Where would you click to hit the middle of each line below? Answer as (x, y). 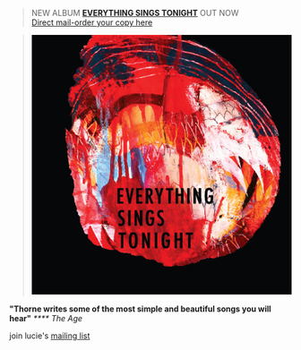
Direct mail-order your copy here (92, 22)
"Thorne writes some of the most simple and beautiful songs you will (140, 309)
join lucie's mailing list (50, 336)
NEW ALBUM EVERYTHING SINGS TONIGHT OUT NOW (135, 13)
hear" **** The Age (46, 319)
